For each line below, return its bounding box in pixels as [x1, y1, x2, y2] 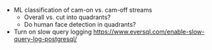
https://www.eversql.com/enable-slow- [93, 27, 205, 36]
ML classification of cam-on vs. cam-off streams [13, 6, 153, 14]
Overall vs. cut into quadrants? [23, 13, 112, 21]
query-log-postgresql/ [13, 35, 77, 43]
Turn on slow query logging [13, 27, 92, 36]
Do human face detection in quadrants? [23, 21, 136, 28]
